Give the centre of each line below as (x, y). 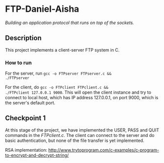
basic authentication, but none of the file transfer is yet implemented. (75, 140)
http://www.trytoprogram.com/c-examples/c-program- (104, 150)
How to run (18, 62)
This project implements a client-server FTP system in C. (62, 50)
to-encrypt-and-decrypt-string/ (37, 155)
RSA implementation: (26, 150)
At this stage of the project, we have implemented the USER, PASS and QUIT (82, 130)
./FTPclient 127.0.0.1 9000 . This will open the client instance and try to (78, 92)
